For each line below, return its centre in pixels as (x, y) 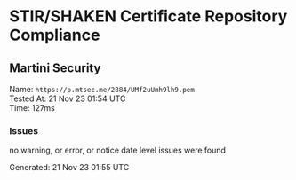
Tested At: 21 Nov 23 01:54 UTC (68, 98)
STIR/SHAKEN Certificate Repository (148, 16)
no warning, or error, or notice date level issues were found (118, 150)
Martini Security (55, 68)
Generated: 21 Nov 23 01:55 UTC (69, 168)
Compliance (55, 35)
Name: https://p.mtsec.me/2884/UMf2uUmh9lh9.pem (102, 89)
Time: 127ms (32, 108)
